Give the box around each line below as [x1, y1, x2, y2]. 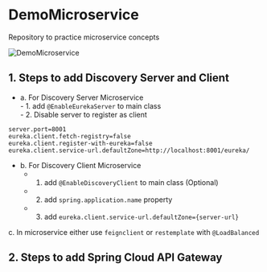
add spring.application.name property [43, 195, 173, 204]
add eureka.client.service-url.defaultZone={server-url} [43, 212, 240, 221]
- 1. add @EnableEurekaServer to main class [19, 101, 162, 110]
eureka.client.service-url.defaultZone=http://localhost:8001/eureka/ [8, 146, 250, 155]
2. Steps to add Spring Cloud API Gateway [8, 251, 223, 265]
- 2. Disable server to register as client [19, 109, 147, 119]
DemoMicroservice [8, 6, 139, 24]
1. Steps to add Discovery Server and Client [8, 71, 229, 85]
